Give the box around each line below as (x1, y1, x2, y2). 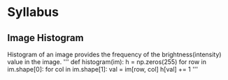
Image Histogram (7, 32, 84, 44)
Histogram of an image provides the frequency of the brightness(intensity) (7, 50, 222, 58)
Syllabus (7, 4, 59, 20)
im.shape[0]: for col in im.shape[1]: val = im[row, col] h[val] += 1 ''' (7, 65, 199, 73)
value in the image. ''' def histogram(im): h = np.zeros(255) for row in (7, 58, 207, 66)
